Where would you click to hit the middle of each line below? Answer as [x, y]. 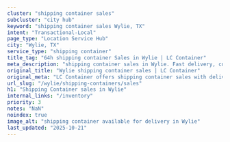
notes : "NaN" [26, 109]
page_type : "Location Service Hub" [58, 39]
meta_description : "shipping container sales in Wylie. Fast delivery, [111, 64]
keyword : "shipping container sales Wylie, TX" [76, 26]
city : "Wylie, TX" [33, 45]
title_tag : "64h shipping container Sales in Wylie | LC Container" [107, 58]
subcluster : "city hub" [41, 20]
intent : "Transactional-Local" [52, 32]
